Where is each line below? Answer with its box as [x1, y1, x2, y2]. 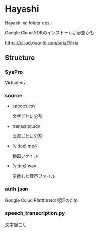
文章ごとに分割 [12, 133, 43, 139]
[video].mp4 [12, 143, 38, 149]
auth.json [5, 185, 28, 192]
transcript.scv [12, 123, 41, 129]
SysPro [5, 69, 23, 76]
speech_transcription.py [5, 210, 65, 217]
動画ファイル [12, 153, 38, 159]
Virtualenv [5, 79, 26, 85]
